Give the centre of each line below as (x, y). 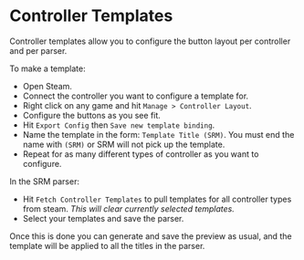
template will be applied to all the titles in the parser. (107, 245)
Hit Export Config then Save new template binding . (119, 125)
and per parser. (38, 50)
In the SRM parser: (45, 181)
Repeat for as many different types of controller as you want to (141, 154)
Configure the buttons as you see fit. (92, 115)
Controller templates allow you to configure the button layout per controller (150, 41)
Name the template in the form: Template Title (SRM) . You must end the (158, 134)
